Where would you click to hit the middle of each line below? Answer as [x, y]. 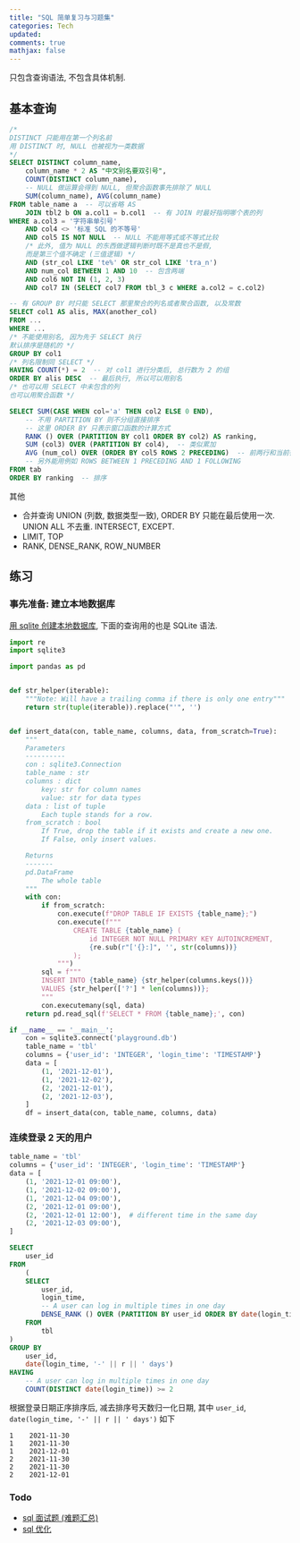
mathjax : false [37, 51]
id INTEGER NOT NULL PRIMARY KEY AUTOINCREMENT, [181, 939]
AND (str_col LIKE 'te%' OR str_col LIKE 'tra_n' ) [121, 262]
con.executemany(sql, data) [93, 1005]
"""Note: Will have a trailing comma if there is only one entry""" [155, 699]
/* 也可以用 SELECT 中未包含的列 [65, 387]
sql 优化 [37, 1529]
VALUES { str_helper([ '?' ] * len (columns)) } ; [125, 989]
